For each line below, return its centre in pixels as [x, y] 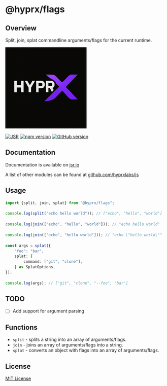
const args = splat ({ [28, 245]
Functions [22, 327]
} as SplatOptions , [35, 267]
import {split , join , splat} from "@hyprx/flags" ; [60, 203]
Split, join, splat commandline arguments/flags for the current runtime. [79, 40]
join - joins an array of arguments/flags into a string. [68, 345]
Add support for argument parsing [48, 311]
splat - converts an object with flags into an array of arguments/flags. [86, 350]
